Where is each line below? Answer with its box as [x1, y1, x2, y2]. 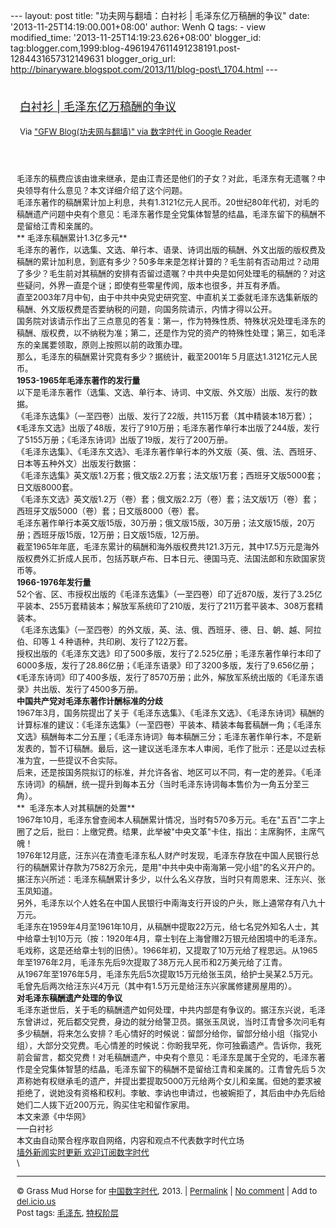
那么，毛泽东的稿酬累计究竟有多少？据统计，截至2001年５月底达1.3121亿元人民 [16, 351, 318, 362]
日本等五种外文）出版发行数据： [16, 458, 140, 469]
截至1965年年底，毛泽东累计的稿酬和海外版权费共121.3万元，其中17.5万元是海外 [16, 541, 320, 552]
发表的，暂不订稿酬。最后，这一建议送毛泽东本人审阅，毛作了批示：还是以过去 [16, 743, 318, 754]
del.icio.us [16, 1196, 57, 1207]
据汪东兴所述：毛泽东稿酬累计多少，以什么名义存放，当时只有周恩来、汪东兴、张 [16, 874, 327, 884]
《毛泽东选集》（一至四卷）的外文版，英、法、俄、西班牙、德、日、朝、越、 [16, 624, 306, 635]
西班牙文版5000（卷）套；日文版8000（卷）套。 [16, 505, 204, 516]
